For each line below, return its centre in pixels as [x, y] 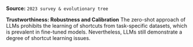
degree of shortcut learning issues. [48, 38]
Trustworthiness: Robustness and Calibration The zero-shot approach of [96, 19]
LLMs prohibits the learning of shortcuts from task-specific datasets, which [97, 26]
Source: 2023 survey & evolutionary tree [57, 8]
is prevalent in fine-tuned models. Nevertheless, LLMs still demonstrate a [94, 32]
